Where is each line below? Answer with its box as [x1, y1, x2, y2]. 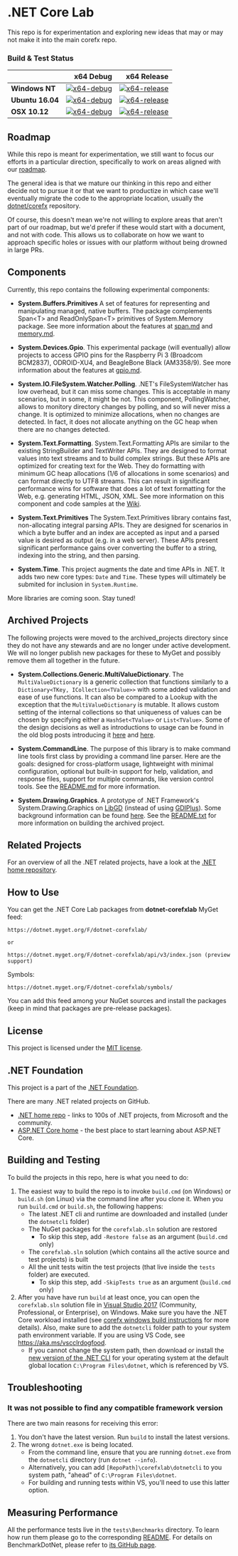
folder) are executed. [28, 1270, 90, 1279]
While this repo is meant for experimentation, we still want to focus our [7, 150, 215, 159]
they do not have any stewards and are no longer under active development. [7, 640, 231, 649]
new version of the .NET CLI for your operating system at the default [28, 1353, 229, 1361]
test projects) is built [28, 1255, 89, 1263]
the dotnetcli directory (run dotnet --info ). [28, 1456, 158, 1464]
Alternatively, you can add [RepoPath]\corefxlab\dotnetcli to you [28, 1463, 222, 1472]
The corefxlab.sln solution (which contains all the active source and [28, 1248, 229, 1256]
